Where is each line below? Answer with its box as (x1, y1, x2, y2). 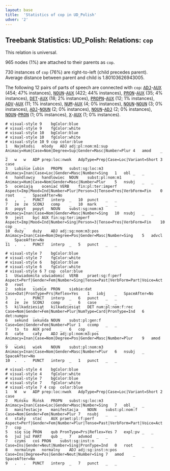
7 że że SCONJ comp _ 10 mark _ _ (5, 202, 117, 207)
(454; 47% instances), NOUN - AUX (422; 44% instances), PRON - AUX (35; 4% (5, 90, 163, 96)
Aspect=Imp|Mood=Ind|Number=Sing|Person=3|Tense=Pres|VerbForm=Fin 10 (5, 220, 165, 225)
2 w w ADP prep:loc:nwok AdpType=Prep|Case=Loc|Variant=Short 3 (5, 157, 163, 162)
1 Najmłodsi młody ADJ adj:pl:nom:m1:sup (5, 144, 108, 149)
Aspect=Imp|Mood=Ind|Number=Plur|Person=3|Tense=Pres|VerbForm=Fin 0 (5, 188, 163, 194)
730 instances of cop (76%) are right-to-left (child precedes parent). (5, 69, 148, 76)
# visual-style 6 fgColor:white (5, 264, 81, 269)
